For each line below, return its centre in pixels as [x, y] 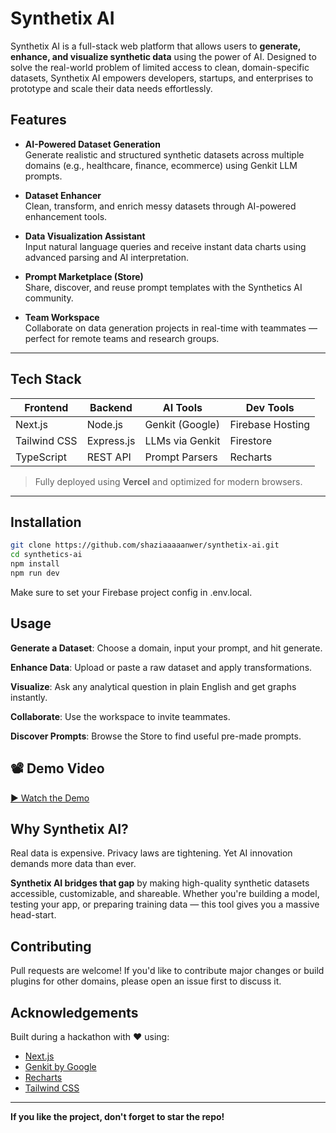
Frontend [46, 407]
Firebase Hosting [270, 424]
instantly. [29, 697]
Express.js [111, 440]
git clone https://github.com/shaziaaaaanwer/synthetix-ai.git [145, 545]
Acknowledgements [74, 1012]
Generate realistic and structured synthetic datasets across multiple [164, 154]
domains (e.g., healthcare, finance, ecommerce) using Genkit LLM [161, 165]
